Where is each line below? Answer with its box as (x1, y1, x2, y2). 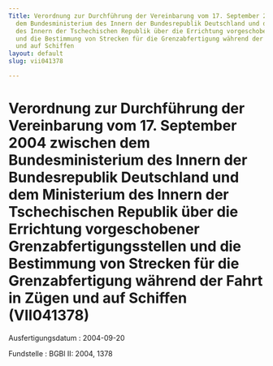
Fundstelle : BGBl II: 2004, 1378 (8, 348, 113, 358)
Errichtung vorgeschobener (8, 220, 201, 239)
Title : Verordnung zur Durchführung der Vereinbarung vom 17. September (8, 11, 260, 20)
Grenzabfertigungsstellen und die (8, 237, 242, 256)
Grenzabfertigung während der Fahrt (8, 272, 263, 291)
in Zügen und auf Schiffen (8, 289, 188, 308)
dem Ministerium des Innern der (8, 186, 229, 204)
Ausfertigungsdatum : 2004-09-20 (8, 333, 125, 342)
